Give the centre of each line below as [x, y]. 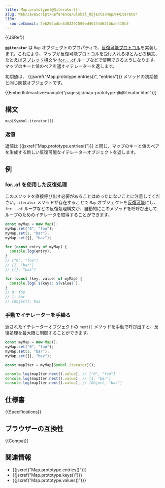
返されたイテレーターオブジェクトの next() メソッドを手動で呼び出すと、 [80, 327]
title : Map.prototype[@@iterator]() [43, 10]
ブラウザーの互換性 [34, 429]
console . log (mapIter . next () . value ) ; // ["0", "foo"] [60, 374]
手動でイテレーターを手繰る [38, 315]
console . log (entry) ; [31, 251]
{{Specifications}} [23, 412]
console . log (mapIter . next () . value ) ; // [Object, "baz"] [64, 383]
